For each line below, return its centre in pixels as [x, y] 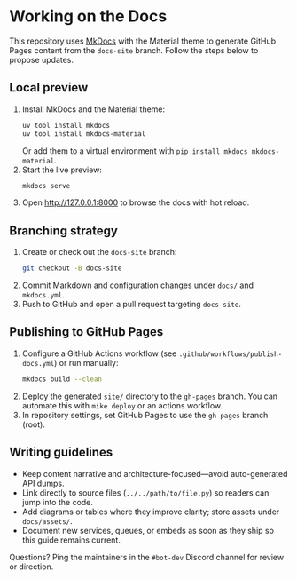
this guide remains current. [71, 540]
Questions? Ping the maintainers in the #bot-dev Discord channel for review [147, 557]
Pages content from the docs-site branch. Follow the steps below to [134, 50]
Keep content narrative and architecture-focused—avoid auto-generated [155, 473]
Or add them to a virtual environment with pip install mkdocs [135, 151]
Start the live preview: [62, 170]
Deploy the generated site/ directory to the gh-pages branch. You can [149, 396]
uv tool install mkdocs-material [84, 134]
